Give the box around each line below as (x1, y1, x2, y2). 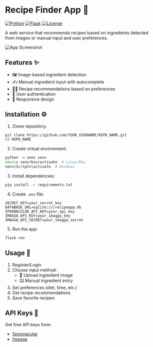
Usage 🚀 (5, 249, 31, 257)
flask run (5, 235, 25, 240)
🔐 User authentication (12, 91, 56, 97)
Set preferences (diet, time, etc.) (12, 284, 77, 290)
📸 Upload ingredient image (19, 272, 73, 278)
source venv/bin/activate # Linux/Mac (5, 160, 86, 165)
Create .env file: (12, 191, 45, 197)
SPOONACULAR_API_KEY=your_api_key (5, 209, 75, 214)
